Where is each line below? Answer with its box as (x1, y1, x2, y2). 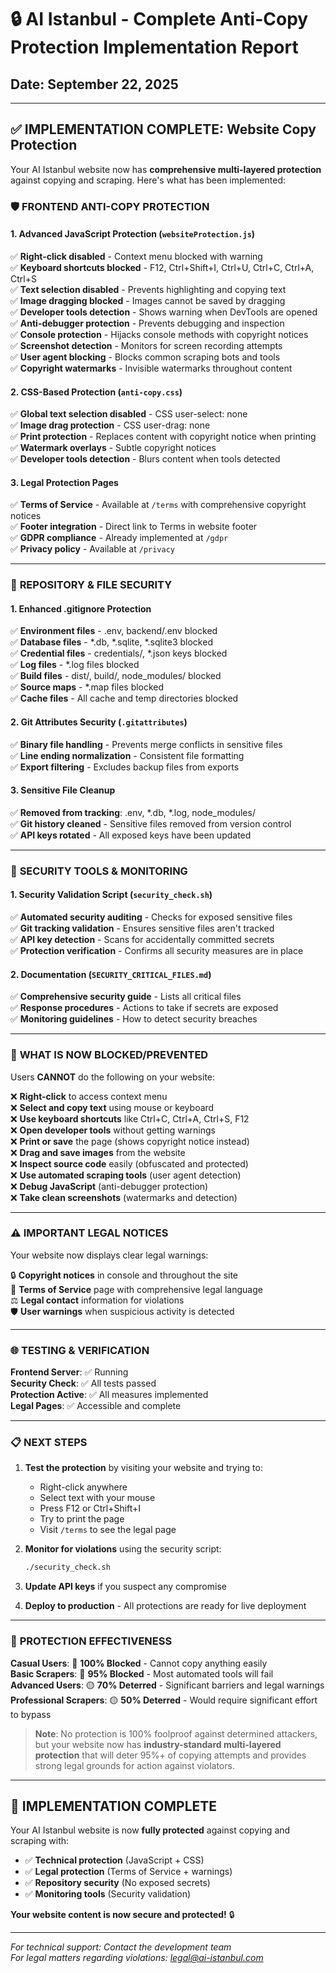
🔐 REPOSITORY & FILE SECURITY (10, 578, 173, 592)
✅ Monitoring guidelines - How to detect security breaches (10, 1013, 258, 1025)
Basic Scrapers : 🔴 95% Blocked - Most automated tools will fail (10, 1667, 274, 1680)
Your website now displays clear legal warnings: (10, 1249, 209, 1261)
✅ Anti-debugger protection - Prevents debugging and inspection (10, 317, 285, 329)
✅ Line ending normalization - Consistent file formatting (10, 749, 245, 761)
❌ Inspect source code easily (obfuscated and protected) (10, 1157, 249, 1170)
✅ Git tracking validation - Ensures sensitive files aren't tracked (10, 922, 275, 934)
